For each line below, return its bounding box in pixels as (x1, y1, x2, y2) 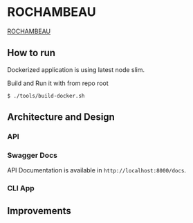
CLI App (7, 184, 35, 193)
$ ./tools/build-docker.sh (7, 92, 85, 99)
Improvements (7, 205, 71, 217)
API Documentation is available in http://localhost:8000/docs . (7, 166, 187, 175)
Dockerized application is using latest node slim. (7, 65, 145, 73)
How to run (7, 47, 56, 59)
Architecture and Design (7, 111, 116, 123)
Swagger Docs (7, 150, 57, 160)
